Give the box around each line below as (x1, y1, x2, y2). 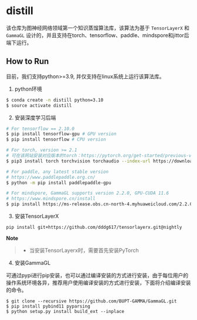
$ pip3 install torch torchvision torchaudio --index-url (6, 158, 151, 164)
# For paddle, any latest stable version (6, 169, 109, 175)
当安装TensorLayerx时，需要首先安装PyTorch (29, 247, 139, 254)
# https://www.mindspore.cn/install (6, 196, 96, 202)
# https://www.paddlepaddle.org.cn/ (6, 174, 96, 180)
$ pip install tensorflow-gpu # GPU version (6, 131, 117, 137)
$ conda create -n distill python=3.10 (6, 97, 104, 103)
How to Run (6, 56, 49, 66)
